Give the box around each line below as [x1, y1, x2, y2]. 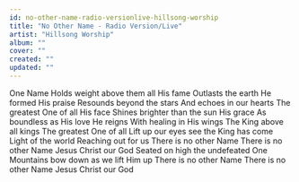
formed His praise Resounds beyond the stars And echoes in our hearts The [9, 97, 291, 108]
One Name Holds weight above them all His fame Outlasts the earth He [9, 87, 272, 99]
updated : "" [9, 64, 54, 73]
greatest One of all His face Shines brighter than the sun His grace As [9, 107, 267, 117]
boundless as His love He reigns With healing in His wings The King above [9, 116, 285, 126]
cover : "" [9, 47, 47, 56]
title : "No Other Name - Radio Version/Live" [9, 22, 182, 30]
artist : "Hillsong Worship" [9, 30, 115, 39]
